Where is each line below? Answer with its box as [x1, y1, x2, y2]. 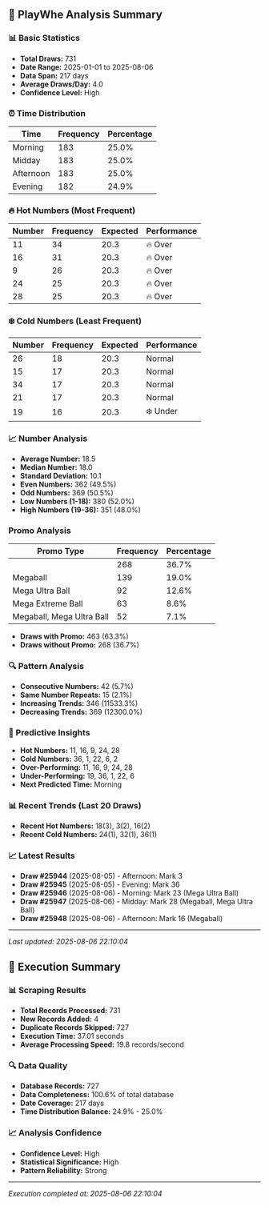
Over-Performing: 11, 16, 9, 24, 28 [19, 762, 134, 772]
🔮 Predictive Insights [8, 727, 90, 739]
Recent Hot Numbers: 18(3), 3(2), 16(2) [19, 821, 151, 831]
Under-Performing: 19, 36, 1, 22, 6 [19, 771, 134, 780]
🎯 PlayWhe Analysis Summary [8, 8, 163, 22]
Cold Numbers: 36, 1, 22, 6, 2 [19, 754, 118, 763]
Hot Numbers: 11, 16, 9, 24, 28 [19, 745, 120, 755]
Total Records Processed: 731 [19, 1006, 121, 1016]
